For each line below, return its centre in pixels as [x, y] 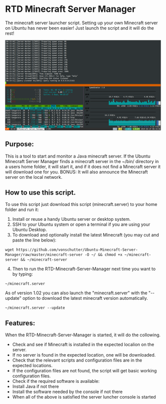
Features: [20, 323]
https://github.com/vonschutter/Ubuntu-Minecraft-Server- [77, 250]
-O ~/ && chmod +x [104, 255]
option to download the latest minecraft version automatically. [85, 298]
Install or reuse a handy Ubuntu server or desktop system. [71, 219]
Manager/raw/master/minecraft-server [44, 255]
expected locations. [32, 365]
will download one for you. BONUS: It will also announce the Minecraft [77, 172]
